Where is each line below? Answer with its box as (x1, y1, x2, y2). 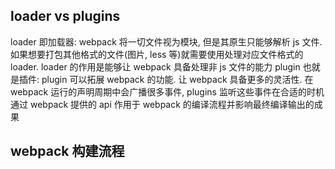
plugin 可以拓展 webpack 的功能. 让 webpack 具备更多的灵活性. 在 (41, 73, 314, 85)
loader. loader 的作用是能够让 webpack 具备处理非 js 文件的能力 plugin (10, 60, 301, 73)
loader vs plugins (10, 8, 121, 25)
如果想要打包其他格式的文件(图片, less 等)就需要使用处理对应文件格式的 (10, 48, 304, 60)
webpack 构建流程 (10, 143, 125, 160)
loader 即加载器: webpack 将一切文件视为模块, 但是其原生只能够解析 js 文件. (10, 35, 323, 48)
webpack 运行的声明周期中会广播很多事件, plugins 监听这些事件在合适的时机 (10, 85, 325, 98)
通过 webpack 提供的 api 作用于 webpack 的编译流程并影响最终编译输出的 (10, 98, 315, 110)
